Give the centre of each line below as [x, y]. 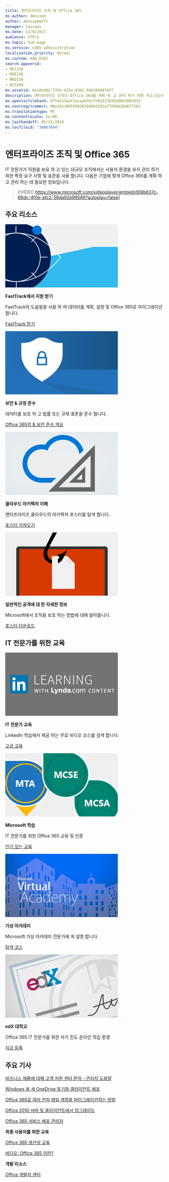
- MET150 [14, 69]
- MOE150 [14, 74]
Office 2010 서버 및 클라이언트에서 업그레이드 [50, 1111]
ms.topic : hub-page [26, 43]
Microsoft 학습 [20, 825]
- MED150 [14, 80]
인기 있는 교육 [19, 847]
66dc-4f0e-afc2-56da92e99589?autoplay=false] [69, 197]
